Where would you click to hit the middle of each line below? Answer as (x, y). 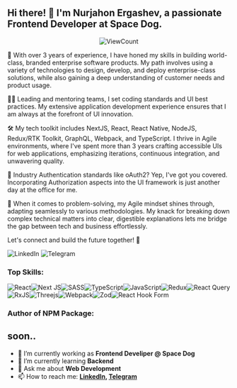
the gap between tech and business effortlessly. (77, 226)
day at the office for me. (42, 189)
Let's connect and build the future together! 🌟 (74, 240)
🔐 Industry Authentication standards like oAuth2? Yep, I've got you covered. (117, 174)
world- (218, 55)
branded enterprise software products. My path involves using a (120, 62)
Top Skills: (25, 272)
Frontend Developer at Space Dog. (85, 24)
